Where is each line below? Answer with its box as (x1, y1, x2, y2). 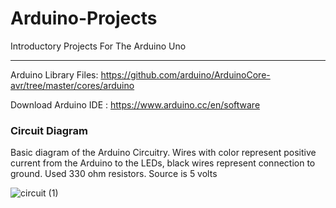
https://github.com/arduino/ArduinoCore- (100, 68, 271, 81)
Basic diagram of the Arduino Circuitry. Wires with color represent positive (10, 147, 317, 159)
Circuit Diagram (10, 123, 88, 137)
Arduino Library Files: (10, 68, 99, 81)
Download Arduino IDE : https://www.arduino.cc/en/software (10, 98, 261, 111)
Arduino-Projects (10, 7, 158, 30)
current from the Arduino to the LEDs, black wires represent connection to (10, 157, 316, 169)
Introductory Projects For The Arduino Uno (10, 40, 187, 52)
